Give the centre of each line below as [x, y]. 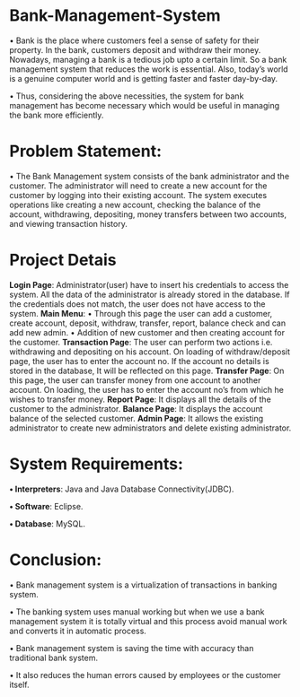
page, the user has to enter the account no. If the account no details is [139, 361]
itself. [19, 684]
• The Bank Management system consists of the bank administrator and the [150, 176]
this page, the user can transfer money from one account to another [135, 380]
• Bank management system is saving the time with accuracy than [132, 648]
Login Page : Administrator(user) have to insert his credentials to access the [149, 284]
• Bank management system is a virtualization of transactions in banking [143, 585]
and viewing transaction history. [68, 223]
